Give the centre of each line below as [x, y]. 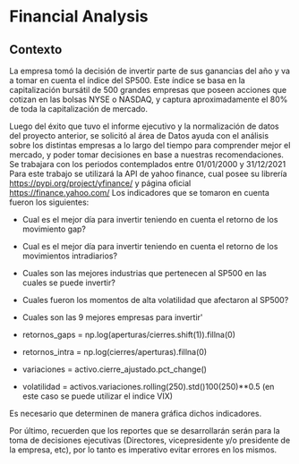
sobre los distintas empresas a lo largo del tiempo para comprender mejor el [150, 145]
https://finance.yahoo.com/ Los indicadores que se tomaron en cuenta [140, 193]
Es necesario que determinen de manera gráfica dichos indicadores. [136, 413]
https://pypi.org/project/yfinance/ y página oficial [100, 183]
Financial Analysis [79, 17]
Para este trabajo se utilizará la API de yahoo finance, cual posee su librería [148, 173]
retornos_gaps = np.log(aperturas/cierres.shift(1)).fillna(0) [128, 334]
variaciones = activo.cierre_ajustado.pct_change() [115, 369]
